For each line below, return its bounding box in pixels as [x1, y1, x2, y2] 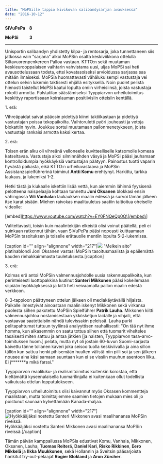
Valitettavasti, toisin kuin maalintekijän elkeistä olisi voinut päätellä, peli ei [5, 223, 151, 228]
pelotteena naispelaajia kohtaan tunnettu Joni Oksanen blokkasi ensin [5, 188, 146, 194]
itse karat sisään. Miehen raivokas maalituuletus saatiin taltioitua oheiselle [5, 199, 152, 205]
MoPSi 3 [5, 34, 33, 40]
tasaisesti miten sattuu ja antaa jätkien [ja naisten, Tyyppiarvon [5, 333, 130, 339]
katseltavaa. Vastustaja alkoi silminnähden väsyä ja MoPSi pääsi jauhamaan [5, 153, 156, 159]
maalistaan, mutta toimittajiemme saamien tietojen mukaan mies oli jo [5, 393, 143, 399]
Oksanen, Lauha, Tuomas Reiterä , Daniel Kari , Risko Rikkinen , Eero [5, 443, 142, 449]
